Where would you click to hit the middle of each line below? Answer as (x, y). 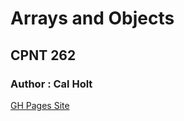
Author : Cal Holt (51, 84)
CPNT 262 (43, 55)
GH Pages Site (40, 105)
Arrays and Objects (92, 18)
